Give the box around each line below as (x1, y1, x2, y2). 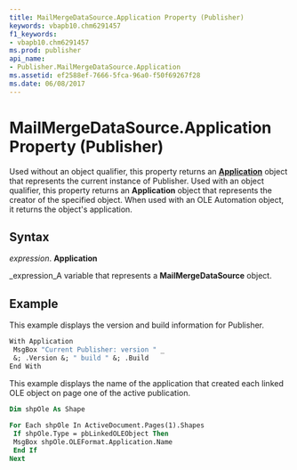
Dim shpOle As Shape (9, 404, 86, 414)
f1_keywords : (9, 29, 58, 38)
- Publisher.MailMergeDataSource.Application (9, 63, 181, 72)
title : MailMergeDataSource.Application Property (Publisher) (9, 12, 245, 22)
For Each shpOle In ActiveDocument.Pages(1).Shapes (9, 421, 205, 430)
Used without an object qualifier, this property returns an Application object (9, 166, 288, 176)
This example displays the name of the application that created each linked (9, 377, 285, 388)
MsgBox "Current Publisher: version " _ (12, 345, 165, 354)
